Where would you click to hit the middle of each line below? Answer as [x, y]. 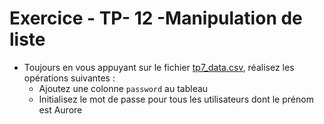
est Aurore [60, 109]
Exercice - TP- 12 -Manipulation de [156, 18]
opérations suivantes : [69, 78]
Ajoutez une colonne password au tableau [123, 88]
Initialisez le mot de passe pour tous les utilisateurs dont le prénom [176, 99]
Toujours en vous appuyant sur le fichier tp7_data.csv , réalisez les [159, 67]
